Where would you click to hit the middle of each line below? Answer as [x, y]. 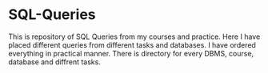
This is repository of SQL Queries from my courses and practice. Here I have [134, 36]
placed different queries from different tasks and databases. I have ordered [132, 44]
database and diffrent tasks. [55, 62]
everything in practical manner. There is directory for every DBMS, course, [131, 53]
